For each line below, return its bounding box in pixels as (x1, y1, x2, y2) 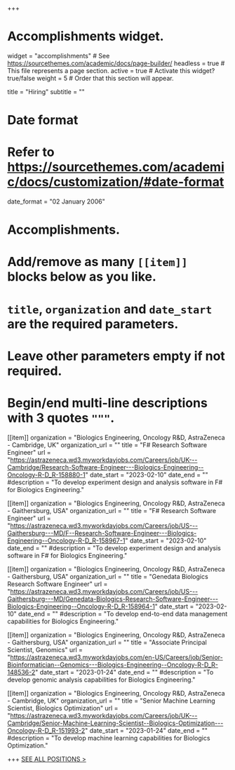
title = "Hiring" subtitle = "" (7, 87, 86, 95)
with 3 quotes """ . (7, 410, 115, 425)
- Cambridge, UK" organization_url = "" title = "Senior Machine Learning (7, 696, 215, 705)
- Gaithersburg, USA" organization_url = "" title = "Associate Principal (7, 638, 207, 646)
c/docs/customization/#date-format (7, 174, 224, 190)
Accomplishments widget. (7, 29, 164, 44)
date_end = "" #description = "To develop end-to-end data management (18, 609, 228, 618)
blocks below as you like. (7, 269, 156, 285)
